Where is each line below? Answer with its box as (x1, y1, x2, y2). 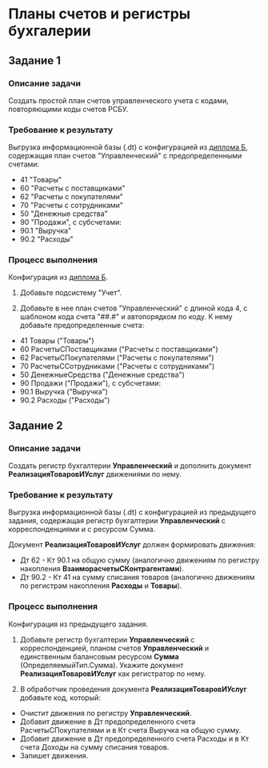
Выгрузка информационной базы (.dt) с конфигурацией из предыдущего (8, 507, 257, 517)
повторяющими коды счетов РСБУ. (8, 104, 130, 114)
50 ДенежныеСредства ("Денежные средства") (19, 370, 186, 380)
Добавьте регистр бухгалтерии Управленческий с (19, 634, 195, 644)
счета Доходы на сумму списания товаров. (19, 742, 170, 752)
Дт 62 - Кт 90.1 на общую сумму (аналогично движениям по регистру (19, 555, 260, 565)
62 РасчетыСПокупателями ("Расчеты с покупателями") (19, 353, 214, 362)
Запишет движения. (19, 750, 89, 760)
